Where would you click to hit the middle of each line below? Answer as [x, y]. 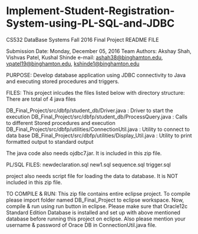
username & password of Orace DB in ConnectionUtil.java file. [82, 225]
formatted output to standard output [50, 141]
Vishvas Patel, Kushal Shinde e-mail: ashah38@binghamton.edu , [85, 57]
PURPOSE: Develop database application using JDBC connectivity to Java [96, 75]
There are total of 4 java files [41, 99]
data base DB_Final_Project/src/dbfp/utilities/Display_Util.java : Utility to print [99, 135]
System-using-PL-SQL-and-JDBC [90, 23]
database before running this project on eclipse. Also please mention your [96, 219]
